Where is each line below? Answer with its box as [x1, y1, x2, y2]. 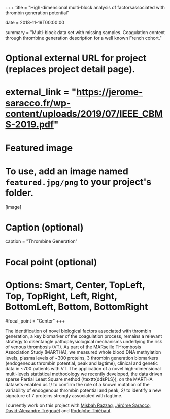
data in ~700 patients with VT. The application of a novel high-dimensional [5, 365, 161, 371]
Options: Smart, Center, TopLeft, [5, 279, 145, 291]
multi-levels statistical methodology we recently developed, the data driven [5, 371, 162, 377]
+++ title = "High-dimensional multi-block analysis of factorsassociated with [5, 5, 165, 10]
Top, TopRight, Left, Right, [5, 290, 118, 302]
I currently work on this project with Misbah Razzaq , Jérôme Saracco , [5, 402, 151, 408]
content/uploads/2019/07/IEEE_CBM [5, 108, 163, 120]
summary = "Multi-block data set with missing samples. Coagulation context [5, 29, 165, 35]
